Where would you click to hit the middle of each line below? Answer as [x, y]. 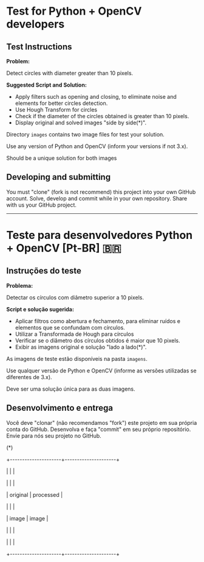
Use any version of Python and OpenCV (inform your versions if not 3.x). [97, 146]
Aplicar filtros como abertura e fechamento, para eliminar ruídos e [98, 321]
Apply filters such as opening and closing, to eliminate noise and [96, 97]
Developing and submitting [59, 177]
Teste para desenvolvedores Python [100, 235]
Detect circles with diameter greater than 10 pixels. [70, 73]
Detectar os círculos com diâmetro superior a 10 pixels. [75, 297]
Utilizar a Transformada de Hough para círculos [74, 334]
